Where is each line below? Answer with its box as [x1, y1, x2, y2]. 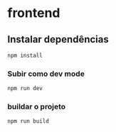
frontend [7, 5, 60, 21]
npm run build [7, 118, 50, 125]
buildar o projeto [7, 101, 66, 111]
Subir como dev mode [7, 69, 85, 79]
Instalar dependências [7, 33, 109, 45]
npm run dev [7, 85, 43, 92]
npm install [7, 52, 43, 59]
